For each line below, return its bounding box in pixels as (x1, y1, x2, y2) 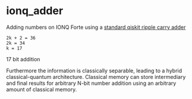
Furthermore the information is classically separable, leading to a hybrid (6, 67, 182, 74)
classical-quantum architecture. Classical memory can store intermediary (6, 73, 186, 80)
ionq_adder (6, 4, 64, 18)
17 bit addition (6, 55, 40, 62)
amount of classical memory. (6, 85, 77, 93)
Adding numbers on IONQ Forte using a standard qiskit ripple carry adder (6, 24, 186, 31)
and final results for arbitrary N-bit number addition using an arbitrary (6, 80, 177, 87)
